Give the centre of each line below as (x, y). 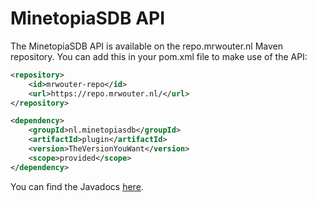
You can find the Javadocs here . (77, 186)
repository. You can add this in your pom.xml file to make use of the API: (159, 56)
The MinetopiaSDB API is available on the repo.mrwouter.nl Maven (147, 46)
